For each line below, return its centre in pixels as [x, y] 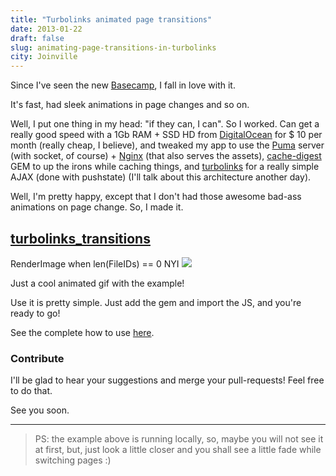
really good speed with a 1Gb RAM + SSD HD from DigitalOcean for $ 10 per [166, 135]
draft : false [37, 38]
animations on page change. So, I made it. [97, 207]
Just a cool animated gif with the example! [97, 283]
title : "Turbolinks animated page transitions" [111, 19]
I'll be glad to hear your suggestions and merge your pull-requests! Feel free [167, 380]
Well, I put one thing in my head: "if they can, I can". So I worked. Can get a [165, 124]
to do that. [31, 391]
